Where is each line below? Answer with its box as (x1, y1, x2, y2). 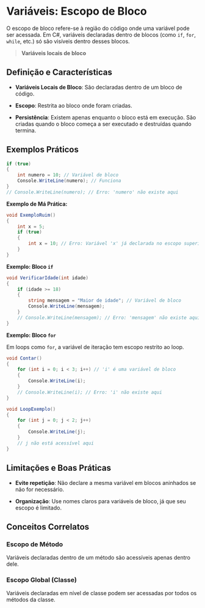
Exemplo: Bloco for (6, 331, 56, 339)
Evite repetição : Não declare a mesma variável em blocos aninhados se (15, 479, 196, 486)
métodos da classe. (6, 596, 56, 604)
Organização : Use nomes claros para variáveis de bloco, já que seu (15, 497, 186, 505)
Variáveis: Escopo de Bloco (6, 4, 148, 18)
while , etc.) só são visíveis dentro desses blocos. (6, 37, 130, 45)
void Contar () (6, 355, 43, 361)
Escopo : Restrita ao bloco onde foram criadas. (15, 102, 132, 109)
